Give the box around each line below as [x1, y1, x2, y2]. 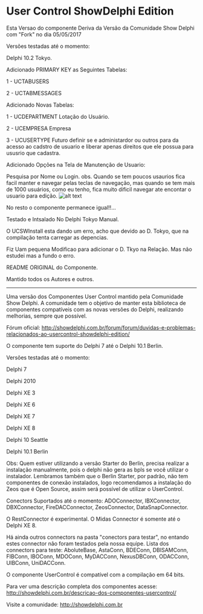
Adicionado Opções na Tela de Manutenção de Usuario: [6, 161, 146, 168]
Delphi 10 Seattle [6, 436, 48, 443]
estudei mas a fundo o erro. [6, 252, 76, 259]
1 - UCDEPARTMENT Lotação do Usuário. [6, 113, 110, 120]
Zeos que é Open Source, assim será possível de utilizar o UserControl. [6, 485, 184, 492]
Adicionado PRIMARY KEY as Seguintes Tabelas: [6, 65, 127, 73]
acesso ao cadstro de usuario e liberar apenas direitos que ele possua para [6, 142, 194, 150]
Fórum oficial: [6, 324, 40, 331]
